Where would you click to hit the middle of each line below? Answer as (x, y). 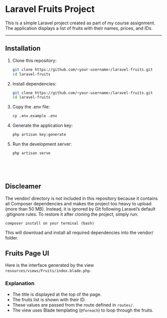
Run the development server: (42, 144)
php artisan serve (31, 153)
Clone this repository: (34, 60)
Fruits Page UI (27, 253)
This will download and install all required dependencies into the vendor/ (79, 233)
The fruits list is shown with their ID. (49, 300)
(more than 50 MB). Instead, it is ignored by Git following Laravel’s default (80, 209)
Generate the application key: (42, 126)
